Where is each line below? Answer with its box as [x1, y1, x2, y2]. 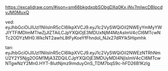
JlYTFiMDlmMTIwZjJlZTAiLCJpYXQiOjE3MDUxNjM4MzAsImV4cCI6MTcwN [5, 30, 161, 35]
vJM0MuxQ [5, 9, 29, 15]
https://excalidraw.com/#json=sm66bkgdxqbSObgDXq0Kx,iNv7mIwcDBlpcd [5, 4, 163, 10]
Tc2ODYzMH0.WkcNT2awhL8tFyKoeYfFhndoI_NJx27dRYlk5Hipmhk [5, 35, 146, 41]
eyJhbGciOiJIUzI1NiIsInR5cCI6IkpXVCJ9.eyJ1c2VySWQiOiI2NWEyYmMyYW [5, 24, 162, 30]
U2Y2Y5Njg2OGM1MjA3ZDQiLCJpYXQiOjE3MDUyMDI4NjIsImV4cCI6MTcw [5, 55, 161, 61]
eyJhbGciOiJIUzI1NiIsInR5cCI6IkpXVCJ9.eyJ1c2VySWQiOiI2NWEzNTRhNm [5, 50, 161, 56]
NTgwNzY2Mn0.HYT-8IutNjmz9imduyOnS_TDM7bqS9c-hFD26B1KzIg [5, 61, 150, 66]
